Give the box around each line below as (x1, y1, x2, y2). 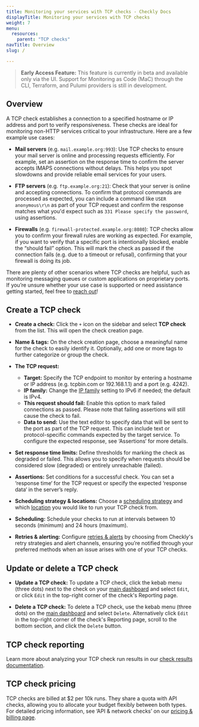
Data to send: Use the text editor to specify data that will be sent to (23, 418, 189, 426)
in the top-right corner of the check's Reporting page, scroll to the (14, 616, 177, 623)
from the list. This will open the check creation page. (14, 327, 144, 334)
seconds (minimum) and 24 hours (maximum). (14, 522, 128, 529)
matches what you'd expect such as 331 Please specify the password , (14, 207, 189, 215)
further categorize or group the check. (14, 351, 109, 358)
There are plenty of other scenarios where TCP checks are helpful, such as (6, 269, 190, 276)
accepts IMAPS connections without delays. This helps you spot (14, 164, 172, 172)
